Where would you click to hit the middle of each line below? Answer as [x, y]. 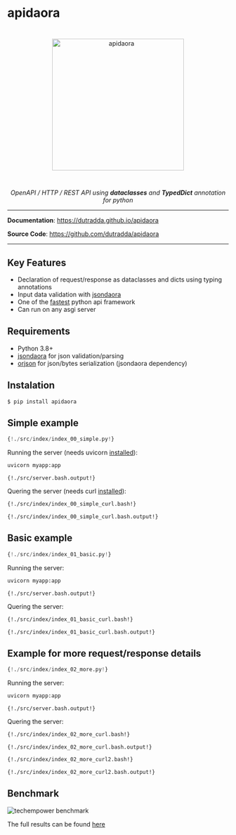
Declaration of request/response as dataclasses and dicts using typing [120, 280]
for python [118, 200]
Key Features [37, 262]
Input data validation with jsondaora [69, 294]
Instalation [31, 385]
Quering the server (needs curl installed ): [67, 491]
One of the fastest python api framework [76, 302]
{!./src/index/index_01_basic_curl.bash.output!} [81, 632]
